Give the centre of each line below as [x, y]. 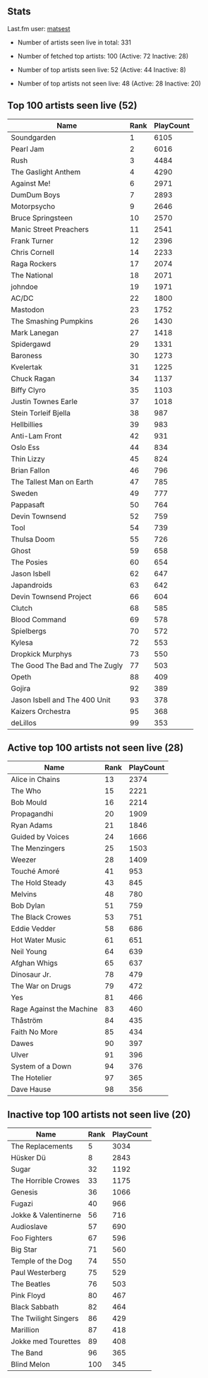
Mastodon [27, 309]
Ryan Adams [32, 826]
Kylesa [22, 642]
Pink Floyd [28, 1295]
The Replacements [42, 1146]
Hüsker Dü [28, 1158]
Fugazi [22, 1204]
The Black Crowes [41, 917]
